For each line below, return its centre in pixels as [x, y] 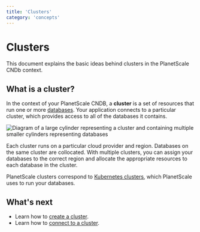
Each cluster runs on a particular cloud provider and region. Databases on [97, 146]
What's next [29, 202]
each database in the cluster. [42, 165]
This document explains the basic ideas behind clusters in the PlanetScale [98, 64]
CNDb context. [25, 70]
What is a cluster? [40, 89]
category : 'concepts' [33, 17]
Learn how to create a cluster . [51, 216]
